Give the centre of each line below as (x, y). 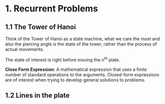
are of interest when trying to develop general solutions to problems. (75, 80)
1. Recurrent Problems (52, 9)
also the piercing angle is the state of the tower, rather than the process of (81, 44)
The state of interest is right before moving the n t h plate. (63, 59)
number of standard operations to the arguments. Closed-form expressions (82, 74)
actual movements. (25, 49)
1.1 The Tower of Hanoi (41, 27)
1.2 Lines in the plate (38, 95)
